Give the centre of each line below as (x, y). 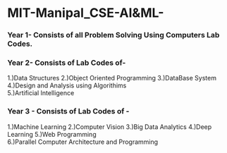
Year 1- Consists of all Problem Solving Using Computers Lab (114, 35)
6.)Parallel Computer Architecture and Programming (83, 142)
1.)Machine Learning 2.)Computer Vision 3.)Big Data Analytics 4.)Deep (110, 127)
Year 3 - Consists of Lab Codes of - (68, 111)
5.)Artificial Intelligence (41, 93)
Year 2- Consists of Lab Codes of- (67, 63)
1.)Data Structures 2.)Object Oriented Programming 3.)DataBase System (112, 78)
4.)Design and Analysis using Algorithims (67, 85)
